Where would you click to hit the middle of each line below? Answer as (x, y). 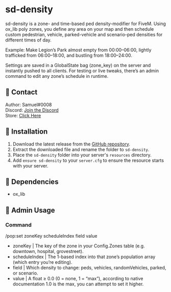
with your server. (30, 165)
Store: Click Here (23, 115)
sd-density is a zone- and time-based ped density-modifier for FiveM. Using (86, 24)
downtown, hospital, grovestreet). (48, 252)
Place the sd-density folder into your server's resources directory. (82, 155)
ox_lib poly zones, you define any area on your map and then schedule (80, 29)
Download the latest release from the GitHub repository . (71, 144)
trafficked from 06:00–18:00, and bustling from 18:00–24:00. (69, 55)
